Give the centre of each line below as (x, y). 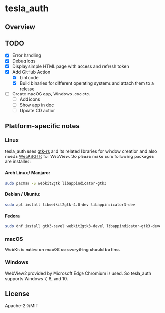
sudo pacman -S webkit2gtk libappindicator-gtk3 (56, 183)
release (27, 89)
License (17, 294)
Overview (20, 27)
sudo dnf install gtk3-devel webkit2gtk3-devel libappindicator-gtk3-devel (84, 226)
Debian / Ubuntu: (23, 194)
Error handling (27, 55)
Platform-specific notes (42, 126)
